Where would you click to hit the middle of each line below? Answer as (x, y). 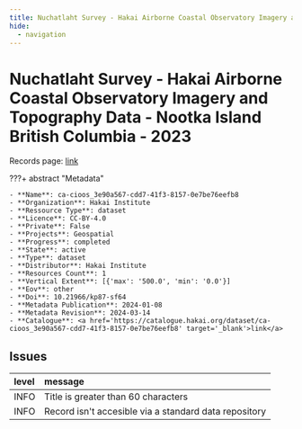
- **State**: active (48, 250)
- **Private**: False (50, 227)
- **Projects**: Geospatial (62, 235)
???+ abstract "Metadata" (57, 179)
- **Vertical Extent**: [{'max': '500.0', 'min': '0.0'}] (120, 282)
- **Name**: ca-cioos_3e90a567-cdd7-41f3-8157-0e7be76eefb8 (124, 195)
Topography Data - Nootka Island (136, 117)
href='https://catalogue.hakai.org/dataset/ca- (180, 321)
